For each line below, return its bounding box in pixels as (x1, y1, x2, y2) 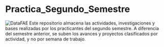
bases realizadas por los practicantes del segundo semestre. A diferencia (5, 25, 159, 31)
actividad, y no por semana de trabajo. (5, 36, 86, 42)
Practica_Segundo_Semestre (5, 3, 130, 15)
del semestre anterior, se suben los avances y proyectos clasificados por (5, 30, 158, 36)
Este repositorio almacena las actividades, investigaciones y (29, 20, 155, 26)
